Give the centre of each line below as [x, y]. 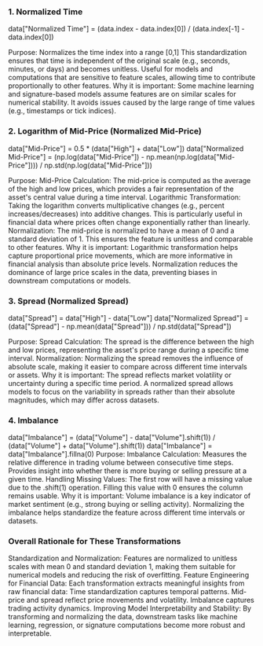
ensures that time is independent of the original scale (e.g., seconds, [119, 61]
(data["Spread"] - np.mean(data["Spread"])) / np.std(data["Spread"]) [120, 326]
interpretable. [30, 633]
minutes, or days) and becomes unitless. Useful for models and [111, 69]
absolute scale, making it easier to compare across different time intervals [128, 366]
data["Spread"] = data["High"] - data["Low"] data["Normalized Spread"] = [128, 317]
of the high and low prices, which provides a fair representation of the [121, 189]
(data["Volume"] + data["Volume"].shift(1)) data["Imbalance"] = [110, 446]
